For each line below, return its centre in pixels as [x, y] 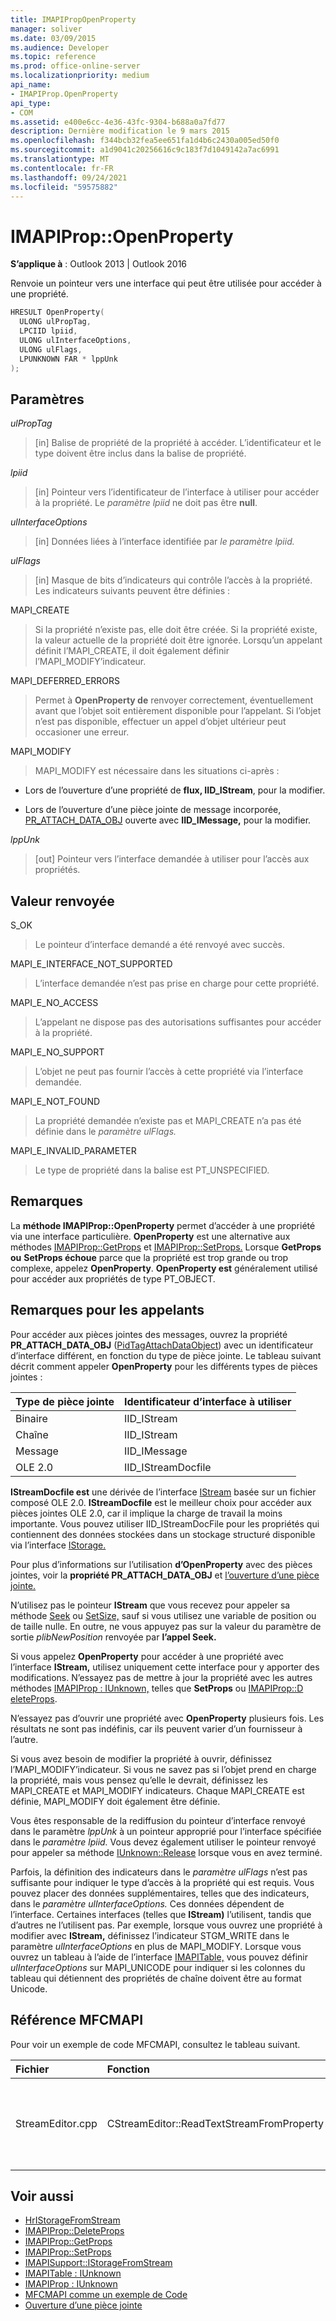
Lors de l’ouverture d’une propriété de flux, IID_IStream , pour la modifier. [175, 790]
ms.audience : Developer [60, 47]
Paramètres [47, 399]
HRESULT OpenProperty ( [57, 312]
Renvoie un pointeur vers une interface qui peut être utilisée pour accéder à [166, 283]
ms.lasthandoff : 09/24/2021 [69, 177]
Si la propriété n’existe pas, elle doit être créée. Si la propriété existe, [176, 630]
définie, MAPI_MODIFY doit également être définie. [115, 1801]
